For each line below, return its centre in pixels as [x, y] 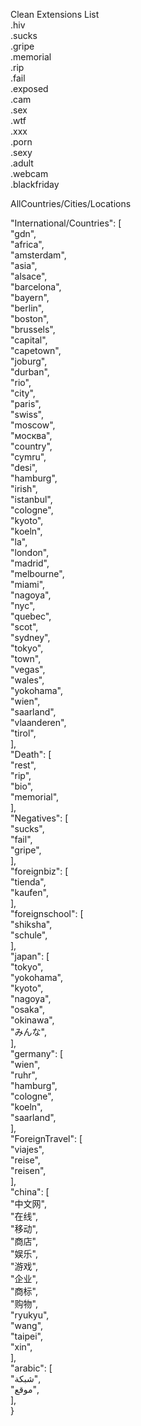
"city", [23, 393]
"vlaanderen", [38, 722]
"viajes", [27, 1149]
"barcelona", [36, 287]
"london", [30, 552]
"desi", [24, 467]
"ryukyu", [30, 1315]
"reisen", [28, 1170]
